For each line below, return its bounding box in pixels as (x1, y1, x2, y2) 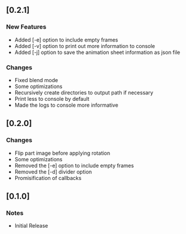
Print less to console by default (14, 95, 89, 102)
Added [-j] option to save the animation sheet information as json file (14, 49, 180, 56)
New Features (6, 23, 47, 31)
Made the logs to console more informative (14, 101, 119, 108)
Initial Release (14, 222, 49, 229)
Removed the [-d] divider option (14, 168, 92, 175)
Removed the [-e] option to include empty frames (14, 162, 135, 169)
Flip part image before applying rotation (14, 150, 111, 157)
